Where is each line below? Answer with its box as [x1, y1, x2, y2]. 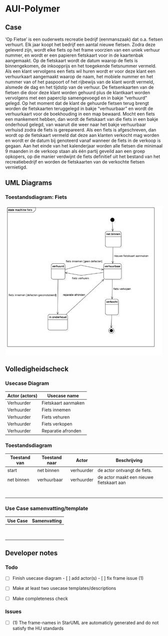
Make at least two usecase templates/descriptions [12, 585, 116, 591]
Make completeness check [12, 595, 68, 601]
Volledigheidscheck [5, 365, 69, 374]
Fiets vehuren [41, 414, 70, 420]
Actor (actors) [7, 392, 37, 399]
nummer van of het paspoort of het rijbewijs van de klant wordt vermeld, [5, 79, 154, 85]
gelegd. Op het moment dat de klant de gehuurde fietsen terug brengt [5, 100, 149, 106]
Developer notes [5, 549, 58, 557]
